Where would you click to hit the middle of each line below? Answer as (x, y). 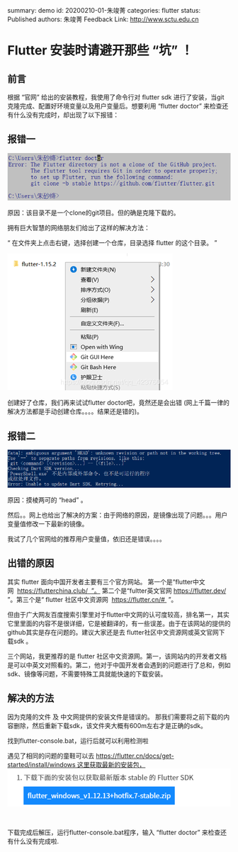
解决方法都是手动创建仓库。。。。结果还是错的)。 (75, 411)
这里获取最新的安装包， (111, 764)
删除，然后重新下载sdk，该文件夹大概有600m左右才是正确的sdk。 (110, 725)
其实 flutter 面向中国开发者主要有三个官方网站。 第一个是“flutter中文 (106, 581)
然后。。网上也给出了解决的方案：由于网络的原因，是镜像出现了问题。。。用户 (118, 515)
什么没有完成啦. (36, 841)
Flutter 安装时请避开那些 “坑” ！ (100, 51)
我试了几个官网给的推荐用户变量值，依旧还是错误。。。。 (86, 539)
